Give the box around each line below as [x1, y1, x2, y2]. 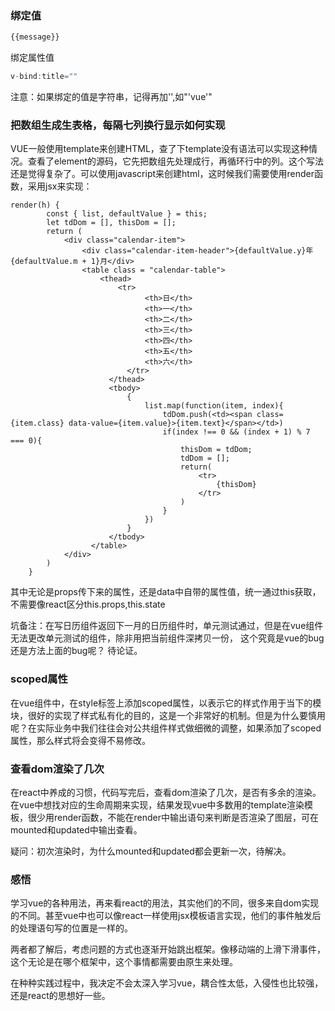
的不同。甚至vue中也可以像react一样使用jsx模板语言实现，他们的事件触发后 [10, 910, 322, 922]
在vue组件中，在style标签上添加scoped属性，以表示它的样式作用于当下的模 [10, 697, 322, 709]
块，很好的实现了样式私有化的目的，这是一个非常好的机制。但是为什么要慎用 [10, 709, 326, 721]
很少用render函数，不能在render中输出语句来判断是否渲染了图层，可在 [27, 811, 319, 823]
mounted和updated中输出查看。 [10, 823, 143, 836]
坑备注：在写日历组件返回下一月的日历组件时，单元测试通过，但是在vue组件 [10, 620, 324, 632]
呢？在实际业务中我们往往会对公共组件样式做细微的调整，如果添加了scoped [10, 722, 322, 734]
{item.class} [10, 418, 65, 429]
